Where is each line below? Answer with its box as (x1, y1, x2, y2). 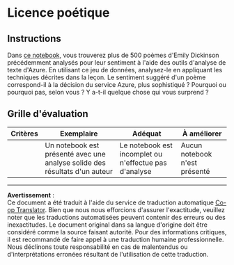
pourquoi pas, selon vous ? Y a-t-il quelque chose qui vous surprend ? (7, 88, 209, 96)
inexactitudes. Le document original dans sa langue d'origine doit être (7, 220, 208, 229)
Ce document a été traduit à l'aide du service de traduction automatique (7, 198, 214, 207)
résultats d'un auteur (45, 166, 113, 176)
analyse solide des (45, 158, 106, 168)
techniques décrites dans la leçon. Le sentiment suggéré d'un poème (7, 73, 206, 81)
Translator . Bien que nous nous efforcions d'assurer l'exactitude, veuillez (16, 205, 225, 214)
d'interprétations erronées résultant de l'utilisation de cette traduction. (7, 250, 209, 258)
